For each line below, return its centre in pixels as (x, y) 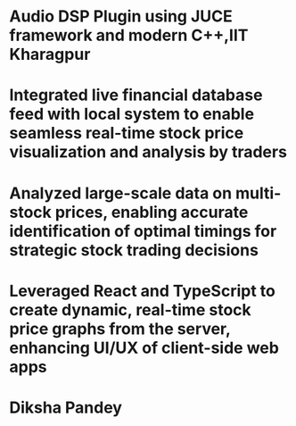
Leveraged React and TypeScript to (143, 291)
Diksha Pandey (66, 407)
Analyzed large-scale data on (121, 193)
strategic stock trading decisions (134, 250)
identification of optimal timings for (143, 231)
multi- (258, 193)
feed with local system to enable (132, 114)
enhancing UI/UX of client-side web (144, 348)
